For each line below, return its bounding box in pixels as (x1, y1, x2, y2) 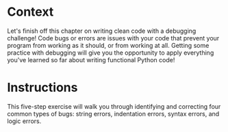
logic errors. (7, 117, 42, 125)
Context (7, 4, 54, 20)
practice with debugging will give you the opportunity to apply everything (7, 49, 214, 57)
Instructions (7, 80, 78, 96)
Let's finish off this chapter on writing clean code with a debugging (7, 27, 197, 35)
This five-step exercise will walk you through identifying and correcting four (7, 102, 221, 110)
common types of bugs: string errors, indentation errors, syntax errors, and (7, 109, 220, 118)
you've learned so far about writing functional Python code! (7, 55, 175, 64)
